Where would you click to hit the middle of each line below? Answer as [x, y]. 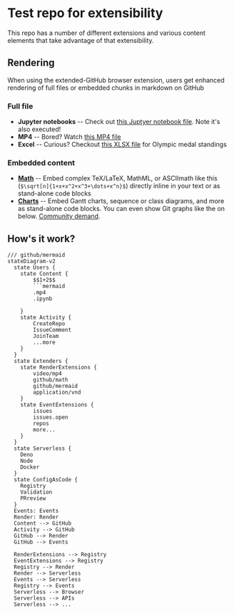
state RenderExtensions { [59, 368]
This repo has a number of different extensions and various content [106, 33]
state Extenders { [41, 362]
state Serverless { [43, 449]
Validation [36, 492]
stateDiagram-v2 [31, 262]
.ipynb [43, 299]
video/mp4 [47, 374]
